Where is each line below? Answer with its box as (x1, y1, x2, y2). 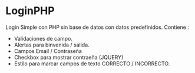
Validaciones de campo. (14, 35, 73, 42)
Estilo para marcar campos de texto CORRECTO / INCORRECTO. (14, 60, 170, 67)
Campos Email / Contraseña (14, 47, 82, 54)
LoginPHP (5, 4, 55, 18)
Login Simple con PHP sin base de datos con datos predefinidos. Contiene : (5, 24, 190, 31)
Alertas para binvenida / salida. (14, 41, 90, 48)
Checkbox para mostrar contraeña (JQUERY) (14, 54, 124, 61)
